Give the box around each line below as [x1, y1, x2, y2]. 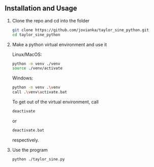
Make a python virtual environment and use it [12, 41, 107, 47]
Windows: [12, 75, 34, 81]
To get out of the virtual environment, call [12, 99, 99, 105]
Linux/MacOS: [12, 51, 42, 58]
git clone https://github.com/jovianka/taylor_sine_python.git [12, 27, 149, 33]
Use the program [12, 147, 48, 153]
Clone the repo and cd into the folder [12, 17, 90, 23]
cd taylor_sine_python [12, 32, 60, 37]
